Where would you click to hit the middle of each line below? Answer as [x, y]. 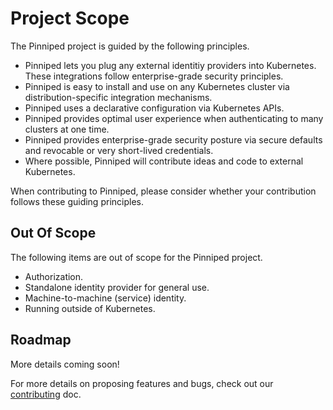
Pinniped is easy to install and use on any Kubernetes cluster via [157, 86]
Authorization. [54, 276]
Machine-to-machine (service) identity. [105, 298]
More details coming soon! [65, 364]
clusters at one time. [67, 129]
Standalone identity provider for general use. [117, 287]
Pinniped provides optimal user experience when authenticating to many [174, 118]
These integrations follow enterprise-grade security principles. [154, 76]
